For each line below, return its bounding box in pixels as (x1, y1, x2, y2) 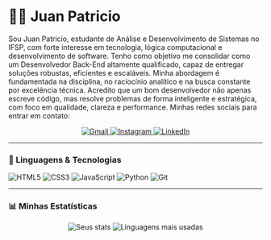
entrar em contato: (8, 110, 70, 120)
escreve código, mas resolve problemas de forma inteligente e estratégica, (8, 93, 257, 103)
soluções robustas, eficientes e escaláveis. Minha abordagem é (8, 68, 220, 77)
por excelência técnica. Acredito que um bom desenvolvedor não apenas (8, 85, 252, 95)
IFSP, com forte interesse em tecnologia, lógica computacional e (8, 42, 223, 52)
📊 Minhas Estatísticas (8, 201, 98, 212)
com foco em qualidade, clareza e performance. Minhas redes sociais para (8, 102, 257, 112)
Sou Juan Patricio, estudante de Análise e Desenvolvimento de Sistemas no (8, 34, 260, 43)
